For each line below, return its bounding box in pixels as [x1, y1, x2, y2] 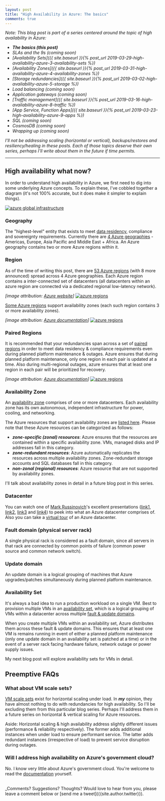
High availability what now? [5, 167, 91, 175]
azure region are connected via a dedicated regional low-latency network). [5, 283, 156, 289]
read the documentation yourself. [5, 771, 73, 776]
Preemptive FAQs [5, 670, 59, 678]
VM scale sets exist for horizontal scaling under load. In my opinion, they [5, 696, 153, 702]
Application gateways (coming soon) [12, 91, 87, 97]
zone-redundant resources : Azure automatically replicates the [12, 450, 140, 456]
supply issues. [5, 646, 34, 652]
